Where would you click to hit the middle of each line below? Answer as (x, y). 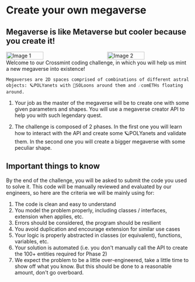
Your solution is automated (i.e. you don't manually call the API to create (101, 247)
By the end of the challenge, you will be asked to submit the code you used (96, 180)
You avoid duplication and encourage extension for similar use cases (97, 229)
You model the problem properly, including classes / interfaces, (91, 210)
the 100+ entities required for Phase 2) (61, 254)
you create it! (31, 41)
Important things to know (53, 166)
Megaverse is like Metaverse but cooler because (96, 32)
